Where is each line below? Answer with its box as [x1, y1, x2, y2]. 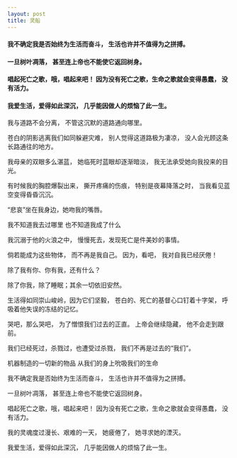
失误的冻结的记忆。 [26, 305, 82, 313]
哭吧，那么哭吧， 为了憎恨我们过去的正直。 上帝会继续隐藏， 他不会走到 [7, 320, 218, 329]
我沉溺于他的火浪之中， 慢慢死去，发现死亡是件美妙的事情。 [7, 236, 183, 244]
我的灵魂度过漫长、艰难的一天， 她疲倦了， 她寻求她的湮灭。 [7, 428, 185, 437]
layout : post [7, 10, 46, 18]
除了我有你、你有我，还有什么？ [7, 266, 101, 274]
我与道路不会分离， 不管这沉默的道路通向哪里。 [7, 119, 146, 127]
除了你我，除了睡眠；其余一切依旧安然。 [7, 281, 126, 290]
